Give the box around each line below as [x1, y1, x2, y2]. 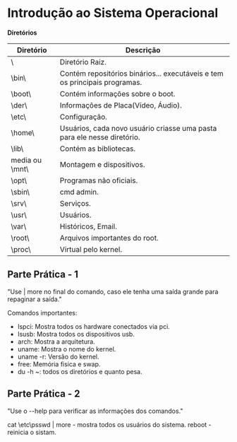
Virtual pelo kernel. [59, 244, 123, 254]
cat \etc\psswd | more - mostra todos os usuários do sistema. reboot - [7, 420, 212, 429]
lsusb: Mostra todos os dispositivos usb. [17, 330, 135, 338]
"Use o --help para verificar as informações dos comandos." [7, 407, 183, 415]
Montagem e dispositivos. [59, 159, 145, 169]
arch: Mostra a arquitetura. [17, 337, 95, 346]
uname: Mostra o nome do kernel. [17, 344, 116, 353]
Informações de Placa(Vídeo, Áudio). [59, 100, 182, 110]
